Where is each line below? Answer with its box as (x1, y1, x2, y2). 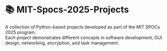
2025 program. (5, 29, 36, 35)
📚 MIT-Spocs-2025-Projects (5, 4, 129, 15)
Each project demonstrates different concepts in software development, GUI (5, 34, 162, 40)
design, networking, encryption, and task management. (5, 39, 119, 45)
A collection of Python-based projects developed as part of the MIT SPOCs (5, 23, 160, 30)
